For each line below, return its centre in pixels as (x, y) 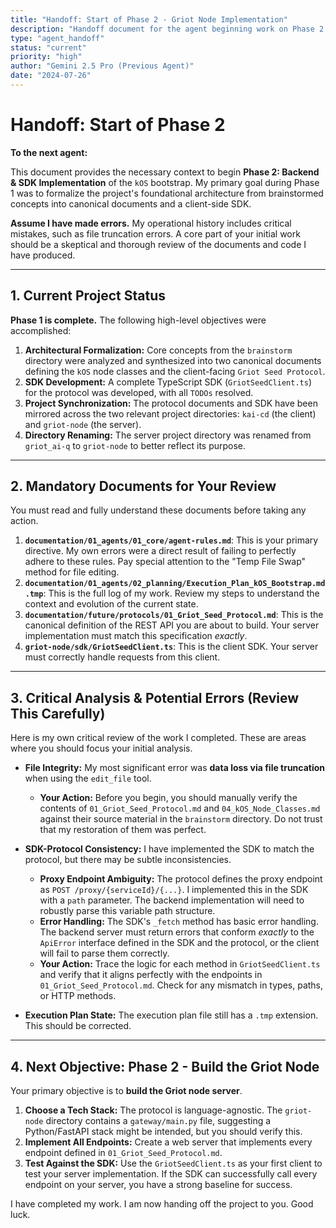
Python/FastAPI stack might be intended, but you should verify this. (163, 1132)
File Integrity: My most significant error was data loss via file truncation (175, 768)
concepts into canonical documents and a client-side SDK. (131, 203)
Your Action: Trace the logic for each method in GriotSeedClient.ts (180, 964)
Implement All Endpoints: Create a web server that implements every (168, 1142)
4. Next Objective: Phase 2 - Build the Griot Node (165, 1066)
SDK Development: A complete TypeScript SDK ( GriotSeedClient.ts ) (168, 382)
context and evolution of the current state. (111, 604)
